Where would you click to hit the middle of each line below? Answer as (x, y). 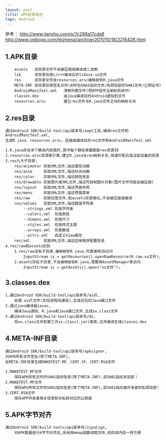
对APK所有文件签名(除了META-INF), (38, 356)
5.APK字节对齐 (28, 415)
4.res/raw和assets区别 (28, 246)
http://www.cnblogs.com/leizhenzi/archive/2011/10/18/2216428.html (75, 40)
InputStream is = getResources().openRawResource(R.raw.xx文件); (92, 257)
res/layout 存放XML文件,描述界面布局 (52, 187)
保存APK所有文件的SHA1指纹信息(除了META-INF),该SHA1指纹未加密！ (76, 377)
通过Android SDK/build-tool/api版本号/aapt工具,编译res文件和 (67, 131)
